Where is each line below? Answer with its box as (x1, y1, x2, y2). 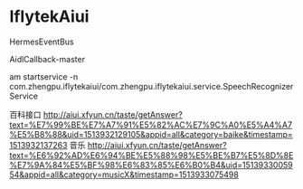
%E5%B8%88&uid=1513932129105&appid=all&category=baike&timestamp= (9, 128, 294, 139)
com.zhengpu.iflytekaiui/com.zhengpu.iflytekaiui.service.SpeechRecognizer (9, 80, 294, 91)
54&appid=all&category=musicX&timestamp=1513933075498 (9, 169, 240, 180)
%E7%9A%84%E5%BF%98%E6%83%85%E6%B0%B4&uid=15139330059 (9, 159, 293, 170)
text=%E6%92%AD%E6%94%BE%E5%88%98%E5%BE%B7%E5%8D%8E (9, 149, 294, 160)
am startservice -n (9, 71, 79, 82)
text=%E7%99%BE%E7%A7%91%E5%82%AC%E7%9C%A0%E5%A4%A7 (9, 119, 292, 130)
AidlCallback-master (9, 53, 86, 64)
